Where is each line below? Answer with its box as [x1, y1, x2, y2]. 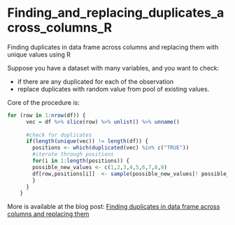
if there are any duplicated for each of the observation [17, 77, 174, 85]
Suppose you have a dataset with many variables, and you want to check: [7, 64, 220, 72]
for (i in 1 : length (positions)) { [32, 157, 130, 165]
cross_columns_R [7, 20, 113, 36]
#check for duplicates [25, 131, 92, 138]
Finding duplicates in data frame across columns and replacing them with [7, 43, 219, 51]
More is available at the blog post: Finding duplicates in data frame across [7, 203, 220, 211]
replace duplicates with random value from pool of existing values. [17, 85, 210, 93]
